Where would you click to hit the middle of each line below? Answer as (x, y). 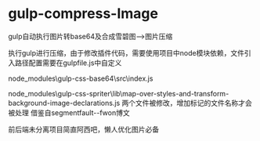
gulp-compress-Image (83, 14)
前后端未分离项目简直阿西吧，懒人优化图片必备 (83, 129)
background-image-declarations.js (64, 103)
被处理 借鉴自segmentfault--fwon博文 (69, 112)
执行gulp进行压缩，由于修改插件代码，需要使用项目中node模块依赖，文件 (126, 52)
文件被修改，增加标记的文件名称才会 (194, 103)
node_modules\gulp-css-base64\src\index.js (81, 78)
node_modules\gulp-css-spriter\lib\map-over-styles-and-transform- (119, 93)
